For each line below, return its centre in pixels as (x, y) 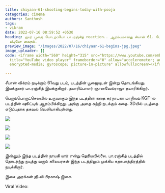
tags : (11, 23)
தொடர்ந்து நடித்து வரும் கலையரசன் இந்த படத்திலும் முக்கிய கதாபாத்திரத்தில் (75, 161)
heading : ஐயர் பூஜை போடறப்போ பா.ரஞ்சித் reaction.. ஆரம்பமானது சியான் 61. (80, 37)
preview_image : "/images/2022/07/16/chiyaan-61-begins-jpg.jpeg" (73, 46)
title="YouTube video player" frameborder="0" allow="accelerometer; (82, 60)
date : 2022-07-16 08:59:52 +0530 (39, 32)
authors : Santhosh (24, 19)
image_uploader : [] (25, 51)
